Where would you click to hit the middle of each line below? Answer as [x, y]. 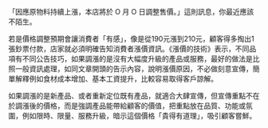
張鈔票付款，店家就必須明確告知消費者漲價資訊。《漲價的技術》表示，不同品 [132, 49]
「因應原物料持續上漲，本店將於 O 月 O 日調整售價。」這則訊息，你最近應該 [131, 12]
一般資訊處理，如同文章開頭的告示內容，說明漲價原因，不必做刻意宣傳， [134, 69]
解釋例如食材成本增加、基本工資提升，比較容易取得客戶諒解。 [116, 79]
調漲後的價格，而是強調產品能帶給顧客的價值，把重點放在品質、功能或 [130, 106]
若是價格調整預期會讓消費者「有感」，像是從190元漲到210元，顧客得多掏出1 [131, 39]
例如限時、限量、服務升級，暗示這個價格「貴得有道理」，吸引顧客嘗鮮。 [139, 116]
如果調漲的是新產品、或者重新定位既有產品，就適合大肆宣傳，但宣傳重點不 [130, 96]
